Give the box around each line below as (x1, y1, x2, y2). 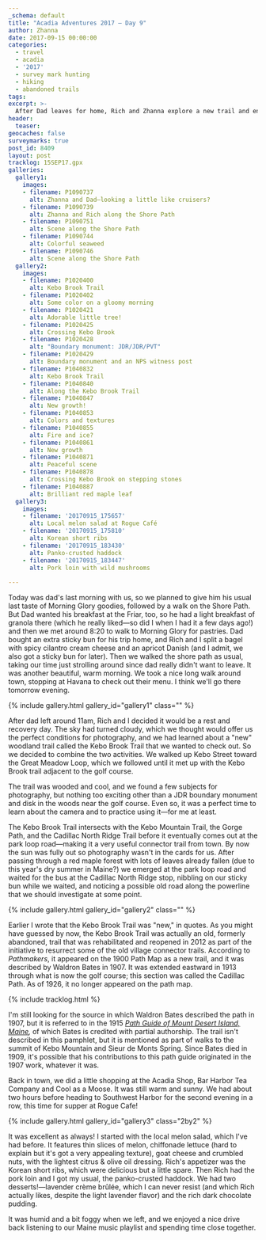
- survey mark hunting (15, 70, 90, 78)
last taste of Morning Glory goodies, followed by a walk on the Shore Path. (8, 601, 251, 610)
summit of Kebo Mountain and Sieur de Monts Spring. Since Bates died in (8, 1044, 248, 1053)
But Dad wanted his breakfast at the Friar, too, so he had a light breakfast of (8, 610, 256, 619)
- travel (15, 48, 44, 56)
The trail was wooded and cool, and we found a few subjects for (8, 782, 218, 792)
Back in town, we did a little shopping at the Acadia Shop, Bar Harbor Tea (8, 1076, 248, 1086)
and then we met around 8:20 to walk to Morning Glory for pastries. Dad (8, 626, 244, 636)
